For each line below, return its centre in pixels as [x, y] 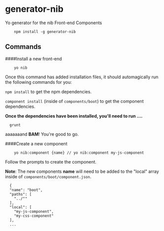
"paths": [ [21, 194]
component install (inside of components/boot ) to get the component [74, 101]
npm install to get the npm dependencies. [49, 92]
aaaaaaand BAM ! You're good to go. [42, 134]
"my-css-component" [34, 216]
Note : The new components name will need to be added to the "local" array [82, 171]
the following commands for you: [39, 82]
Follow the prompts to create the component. [51, 162]
